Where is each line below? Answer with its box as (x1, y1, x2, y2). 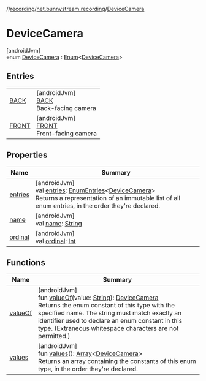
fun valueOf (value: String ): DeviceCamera (37, 293, 159, 302)
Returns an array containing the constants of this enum (37, 357, 196, 366)
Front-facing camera (36, 129, 97, 137)
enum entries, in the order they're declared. (35, 202, 161, 210)
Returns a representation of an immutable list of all (35, 194, 181, 202)
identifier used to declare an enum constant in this (37, 317, 183, 325)
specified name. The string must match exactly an (37, 309, 182, 317)
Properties (6, 150, 48, 160)
